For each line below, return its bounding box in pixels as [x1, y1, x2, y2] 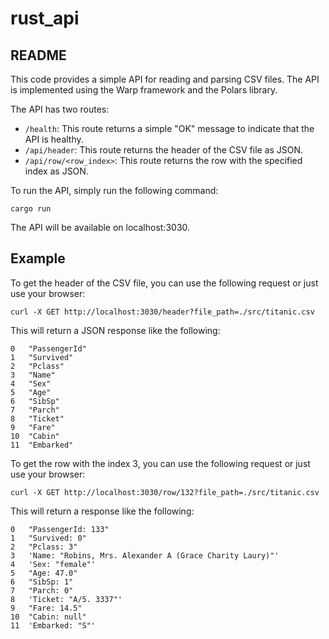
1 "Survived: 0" [10, 533, 87, 543]
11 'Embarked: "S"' [10, 620, 97, 631]
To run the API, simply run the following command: [10, 185, 219, 196]
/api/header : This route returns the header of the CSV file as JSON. [24, 144, 304, 156]
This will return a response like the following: [10, 505, 195, 517]
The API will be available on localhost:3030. [10, 222, 191, 233]
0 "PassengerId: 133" [10, 524, 110, 534]
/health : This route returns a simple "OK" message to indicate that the [24, 123, 315, 134]
